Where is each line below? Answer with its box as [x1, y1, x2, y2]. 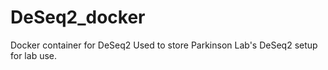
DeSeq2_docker [10, 6, 146, 29]
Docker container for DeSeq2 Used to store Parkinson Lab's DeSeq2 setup [10, 39, 318, 51]
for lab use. [10, 49, 57, 61]
